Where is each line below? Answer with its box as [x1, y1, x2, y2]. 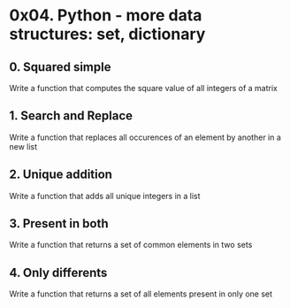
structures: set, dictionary [9, 24, 206, 44]
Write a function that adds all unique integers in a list [9, 190, 201, 201]
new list [9, 141, 38, 151]
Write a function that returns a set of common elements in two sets [9, 240, 253, 250]
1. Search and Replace [9, 108, 134, 124]
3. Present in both [9, 216, 109, 231]
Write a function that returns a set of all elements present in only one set [9, 289, 272, 299]
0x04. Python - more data [9, 5, 202, 26]
